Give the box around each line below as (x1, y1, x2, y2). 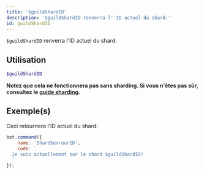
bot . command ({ (6, 134, 43, 140)
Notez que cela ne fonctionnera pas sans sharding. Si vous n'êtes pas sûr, (6, 82, 198, 89)
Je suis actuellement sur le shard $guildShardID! (12, 151, 144, 158)
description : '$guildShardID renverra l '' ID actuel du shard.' (6, 15, 172, 21)
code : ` (17, 145, 37, 151)
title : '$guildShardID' (6, 9, 67, 15)
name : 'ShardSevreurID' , (17, 140, 81, 146)
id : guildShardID (6, 20, 51, 26)
